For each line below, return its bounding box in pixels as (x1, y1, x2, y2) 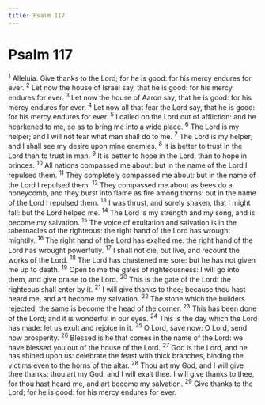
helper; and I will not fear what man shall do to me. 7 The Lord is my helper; (8, 130, 253, 141)
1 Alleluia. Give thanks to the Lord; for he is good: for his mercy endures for (8, 72, 252, 83)
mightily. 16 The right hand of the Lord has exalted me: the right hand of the (8, 234, 253, 245)
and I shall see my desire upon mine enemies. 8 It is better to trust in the (8, 140, 243, 150)
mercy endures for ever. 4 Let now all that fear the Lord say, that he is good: (8, 100, 256, 112)
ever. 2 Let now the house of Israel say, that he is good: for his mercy (8, 81, 233, 92)
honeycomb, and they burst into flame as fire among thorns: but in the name (8, 188, 257, 198)
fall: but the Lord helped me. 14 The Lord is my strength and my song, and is (8, 206, 256, 218)
